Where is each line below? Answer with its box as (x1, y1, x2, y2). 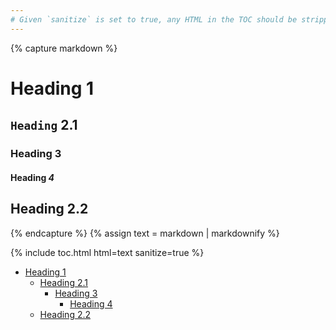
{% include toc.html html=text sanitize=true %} (10, 246, 205, 258)
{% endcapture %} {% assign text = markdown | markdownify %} (10, 227, 280, 239)
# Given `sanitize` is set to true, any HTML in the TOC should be (10, 14, 298, 25)
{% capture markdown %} (10, 42, 118, 54)
